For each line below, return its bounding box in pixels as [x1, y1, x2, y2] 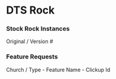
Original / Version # [6, 38, 53, 45]
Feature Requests [6, 52, 58, 61]
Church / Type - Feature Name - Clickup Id [6, 66, 111, 73]
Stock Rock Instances [6, 25, 70, 33]
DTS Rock [6, 4, 55, 17]
